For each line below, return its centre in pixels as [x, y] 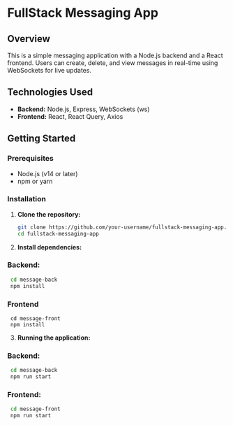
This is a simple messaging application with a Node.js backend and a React [115, 55]
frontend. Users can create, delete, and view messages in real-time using [113, 63]
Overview [29, 39]
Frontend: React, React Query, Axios [70, 116]
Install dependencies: [50, 247]
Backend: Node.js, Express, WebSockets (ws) [83, 109]
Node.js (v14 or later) [47, 173]
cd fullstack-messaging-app [58, 233]
